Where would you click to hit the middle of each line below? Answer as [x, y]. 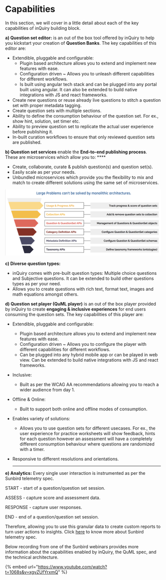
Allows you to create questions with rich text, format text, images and [83, 289]
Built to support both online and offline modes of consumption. [83, 409]
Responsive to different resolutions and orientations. [65, 459]
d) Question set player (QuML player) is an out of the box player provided [81, 304]
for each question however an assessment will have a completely [86, 439]
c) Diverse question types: [33, 263]
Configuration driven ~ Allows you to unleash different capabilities [87, 73]
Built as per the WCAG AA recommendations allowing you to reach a [89, 384]
